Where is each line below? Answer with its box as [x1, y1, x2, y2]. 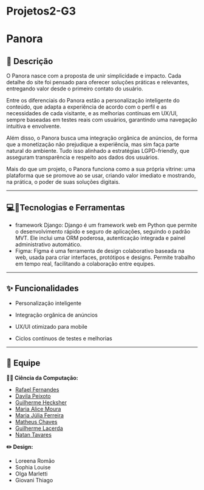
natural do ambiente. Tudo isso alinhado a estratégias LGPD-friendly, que [6, 147, 190, 155]
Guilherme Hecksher [15, 398, 67, 406]
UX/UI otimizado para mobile [15, 323, 88, 330]
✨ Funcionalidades [6, 283, 79, 294]
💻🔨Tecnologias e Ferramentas [6, 202, 126, 213]
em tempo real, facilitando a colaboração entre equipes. [15, 260, 155, 267]
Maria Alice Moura [15, 405, 61, 412]
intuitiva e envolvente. [6, 122, 61, 130]
